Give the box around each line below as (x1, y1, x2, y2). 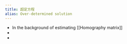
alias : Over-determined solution (5, 11, 72, 16)
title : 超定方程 (5, 7, 35, 12)
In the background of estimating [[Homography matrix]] (12, 24, 123, 30)
